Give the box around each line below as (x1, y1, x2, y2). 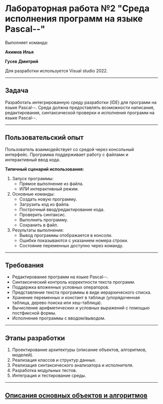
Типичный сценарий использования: (5, 166, 84, 172)
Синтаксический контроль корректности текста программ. (12, 279, 135, 285)
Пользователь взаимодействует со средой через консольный (5, 146, 134, 152)
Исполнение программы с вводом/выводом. (12, 315, 106, 321)
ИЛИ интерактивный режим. (19, 185, 79, 192)
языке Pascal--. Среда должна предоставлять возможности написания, (5, 104, 155, 110)
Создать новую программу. (19, 196, 77, 202)
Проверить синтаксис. (19, 212, 66, 218)
